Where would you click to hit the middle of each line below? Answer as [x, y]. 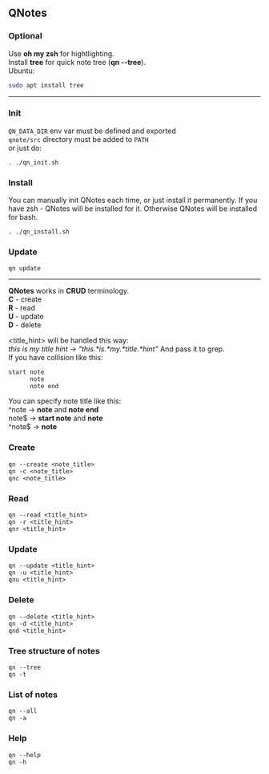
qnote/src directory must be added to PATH [78, 139]
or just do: [25, 148]
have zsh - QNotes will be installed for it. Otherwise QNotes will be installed [133, 209]
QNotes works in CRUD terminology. [69, 291]
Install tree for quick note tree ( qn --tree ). [77, 62]
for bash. [23, 217]
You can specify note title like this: [65, 401]
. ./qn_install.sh [39, 232]
